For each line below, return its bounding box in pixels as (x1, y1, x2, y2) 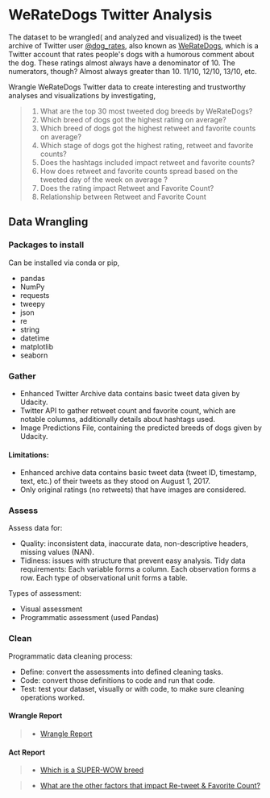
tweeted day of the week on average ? (39, 175, 168, 184)
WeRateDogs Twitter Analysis (8, 6, 213, 24)
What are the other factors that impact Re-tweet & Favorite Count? (39, 781, 260, 791)
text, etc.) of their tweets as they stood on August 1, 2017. (19, 477, 211, 486)
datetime (19, 333, 50, 343)
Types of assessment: (8, 589, 82, 598)
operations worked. (19, 693, 85, 702)
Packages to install (8, 239, 85, 250)
